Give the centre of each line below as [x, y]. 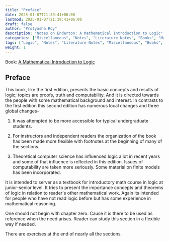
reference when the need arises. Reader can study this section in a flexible [82, 219]
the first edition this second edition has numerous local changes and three [82, 106]
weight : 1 [16, 47]
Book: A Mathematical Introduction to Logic [50, 62]
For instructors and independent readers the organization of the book [84, 136]
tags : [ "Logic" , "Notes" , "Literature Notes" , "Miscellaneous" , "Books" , [84, 43]
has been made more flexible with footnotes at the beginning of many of [87, 141]
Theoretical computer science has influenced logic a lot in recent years [86, 156]
